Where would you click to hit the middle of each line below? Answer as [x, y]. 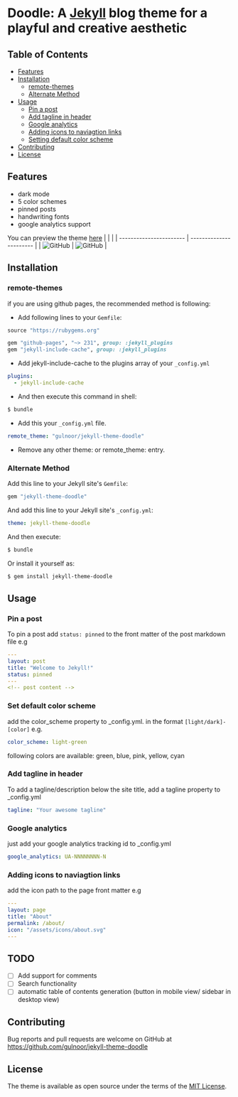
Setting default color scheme [71, 139]
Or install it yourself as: [41, 563]
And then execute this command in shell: [77, 396]
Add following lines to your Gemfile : [70, 317]
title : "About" [30, 917]
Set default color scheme [52, 706]
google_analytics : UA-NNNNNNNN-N [57, 857]
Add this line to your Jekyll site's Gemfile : [68, 483]
